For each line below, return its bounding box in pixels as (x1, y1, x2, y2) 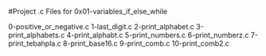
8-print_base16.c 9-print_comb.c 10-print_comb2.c (62, 39, 229, 48)
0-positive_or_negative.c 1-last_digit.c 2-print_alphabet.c (8, 22, 195, 31)
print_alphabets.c (8, 31, 65, 39)
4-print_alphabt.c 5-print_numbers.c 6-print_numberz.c (66, 31, 249, 39)
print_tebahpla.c (8, 39, 61, 48)
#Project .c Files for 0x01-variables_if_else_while (8, 7, 168, 16)
